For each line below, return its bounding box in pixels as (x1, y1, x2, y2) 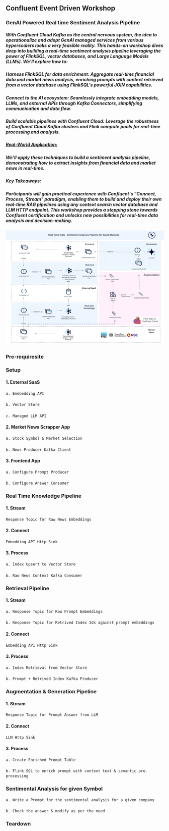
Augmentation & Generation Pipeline (6, 688, 97, 695)
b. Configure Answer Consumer (6, 481, 69, 486)
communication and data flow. (6, 106, 72, 112)
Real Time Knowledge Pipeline (6, 492, 82, 499)
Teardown (6, 820, 31, 827)
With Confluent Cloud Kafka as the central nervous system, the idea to (6, 31, 157, 37)
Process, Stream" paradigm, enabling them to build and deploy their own (6, 196, 162, 202)
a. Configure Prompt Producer (6, 470, 69, 475)
